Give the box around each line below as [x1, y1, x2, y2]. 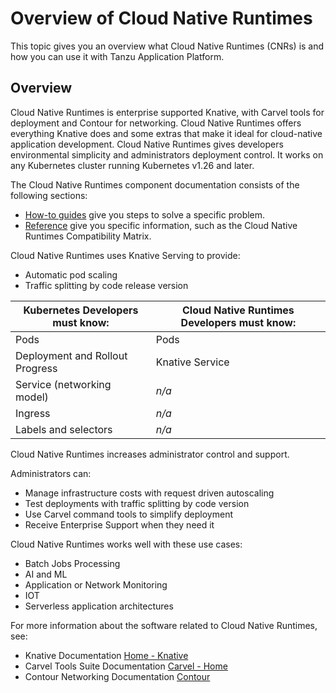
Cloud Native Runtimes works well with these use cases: [10, 538, 243, 550]
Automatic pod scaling [24, 268, 118, 281]
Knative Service [155, 355, 230, 369]
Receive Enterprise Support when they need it [24, 518, 215, 531]
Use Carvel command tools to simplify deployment [24, 508, 234, 520]
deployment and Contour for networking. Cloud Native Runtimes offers [10, 117, 302, 129]
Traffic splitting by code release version [24, 279, 189, 291]
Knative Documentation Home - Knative [24, 649, 189, 661]
